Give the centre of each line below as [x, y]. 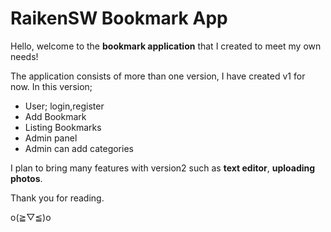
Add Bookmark [55, 116]
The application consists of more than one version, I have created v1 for [158, 76]
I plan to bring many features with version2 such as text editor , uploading [163, 168]
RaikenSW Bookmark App [119, 18]
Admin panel [51, 138]
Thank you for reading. [57, 198]
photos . [26, 178]
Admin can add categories [79, 148]
